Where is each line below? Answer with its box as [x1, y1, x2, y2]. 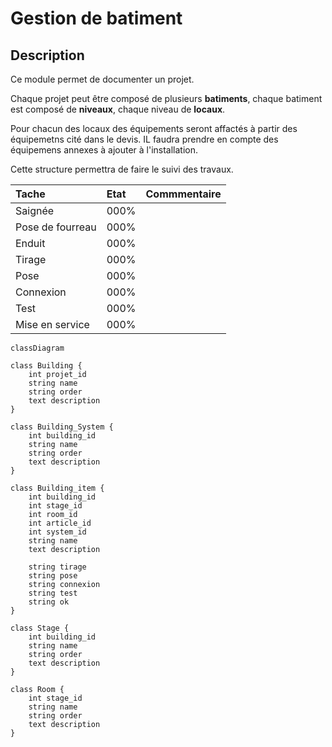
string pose [28, 571, 78, 581]
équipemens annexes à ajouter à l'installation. [10, 144, 199, 156]
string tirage [28, 562, 87, 572]
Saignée [15, 204, 55, 217]
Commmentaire [145, 187, 222, 201]
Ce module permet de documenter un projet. [10, 73, 195, 85]
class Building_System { [10, 422, 114, 432]
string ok [28, 597, 70, 607]
